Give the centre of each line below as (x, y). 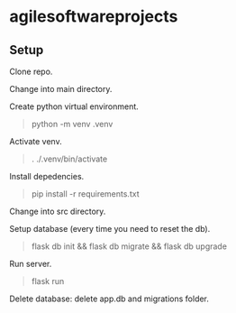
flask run (48, 281)
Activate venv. (36, 141)
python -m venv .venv (72, 124)
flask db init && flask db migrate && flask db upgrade (129, 246)
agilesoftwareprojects (94, 17)
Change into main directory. (61, 89)
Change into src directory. (58, 211)
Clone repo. (31, 71)
